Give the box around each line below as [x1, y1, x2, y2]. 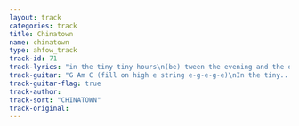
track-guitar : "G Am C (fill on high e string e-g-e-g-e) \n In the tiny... [9, 71, 293, 80]
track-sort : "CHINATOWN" [9, 95, 101, 105]
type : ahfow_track [9, 46, 77, 55]
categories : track [9, 21, 77, 30]
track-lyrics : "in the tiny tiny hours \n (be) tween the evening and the [9, 63, 285, 72]
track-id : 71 [9, 54, 58, 63]
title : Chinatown [9, 29, 74, 38]
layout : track [9, 12, 62, 22]
